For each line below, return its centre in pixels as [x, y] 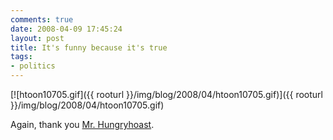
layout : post [37, 38]
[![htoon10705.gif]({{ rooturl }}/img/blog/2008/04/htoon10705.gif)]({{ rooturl [166, 94]
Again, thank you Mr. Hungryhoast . [82, 124]
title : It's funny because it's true [89, 47]
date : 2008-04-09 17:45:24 [66, 29]
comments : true [42, 19]
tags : [21, 57]
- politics [33, 66]
